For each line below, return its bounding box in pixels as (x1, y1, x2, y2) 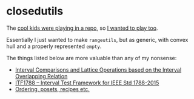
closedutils (6, 4, 64, 18)
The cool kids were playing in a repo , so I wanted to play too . (6, 24, 158, 32)
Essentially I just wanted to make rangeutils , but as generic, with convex (6, 36, 189, 43)
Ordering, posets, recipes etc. (15, 85, 90, 92)
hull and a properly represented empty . (6, 43, 102, 50)
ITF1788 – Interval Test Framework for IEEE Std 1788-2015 (15, 79, 159, 86)
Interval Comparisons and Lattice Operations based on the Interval (15, 66, 182, 73)
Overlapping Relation (15, 72, 68, 80)
